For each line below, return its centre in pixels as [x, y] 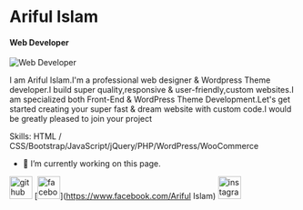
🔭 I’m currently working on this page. [91, 164]
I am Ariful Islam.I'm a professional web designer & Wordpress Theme [140, 80]
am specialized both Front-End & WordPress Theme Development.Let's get [150, 100]
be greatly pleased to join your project [81, 119]
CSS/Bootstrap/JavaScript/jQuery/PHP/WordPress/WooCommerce [134, 146]
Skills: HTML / [35, 136]
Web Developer [40, 42]
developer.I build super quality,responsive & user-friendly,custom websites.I [151, 90]
